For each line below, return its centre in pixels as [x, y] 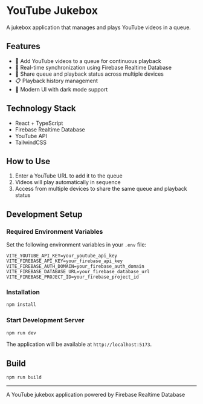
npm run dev [21, 333]
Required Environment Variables [55, 231]
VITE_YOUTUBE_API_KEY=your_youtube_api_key [62, 256]
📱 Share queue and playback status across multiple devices [89, 74]
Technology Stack [41, 109]
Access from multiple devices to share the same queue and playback [101, 189]
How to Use [28, 161]
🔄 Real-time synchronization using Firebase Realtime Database [93, 67]
